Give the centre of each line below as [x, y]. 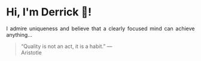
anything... [19, 34]
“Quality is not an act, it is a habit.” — [66, 46]
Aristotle [31, 52]
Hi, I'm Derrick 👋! [49, 12]
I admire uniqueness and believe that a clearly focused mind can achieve [100, 28]
